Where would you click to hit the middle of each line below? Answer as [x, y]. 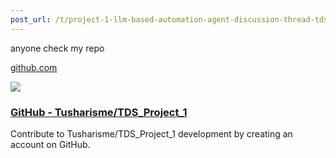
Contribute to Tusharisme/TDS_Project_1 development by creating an [151, 133]
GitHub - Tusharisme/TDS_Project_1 [99, 112]
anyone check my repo [57, 48]
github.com [34, 67]
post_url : [31, 19]
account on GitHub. [50, 144]
